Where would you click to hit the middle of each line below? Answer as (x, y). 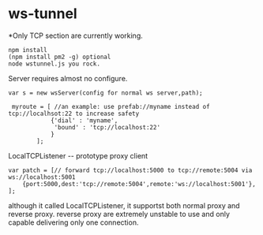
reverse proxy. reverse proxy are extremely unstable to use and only (119, 214)
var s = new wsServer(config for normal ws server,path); (105, 93)
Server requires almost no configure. (68, 78)
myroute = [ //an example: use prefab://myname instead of (111, 106)
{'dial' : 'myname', (84, 120)
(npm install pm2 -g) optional (60, 57)
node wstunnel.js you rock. (54, 64)
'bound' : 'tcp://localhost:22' (107, 127)
